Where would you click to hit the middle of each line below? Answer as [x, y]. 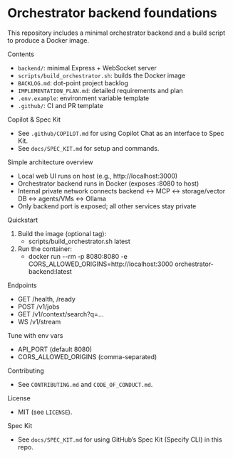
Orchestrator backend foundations [112, 13]
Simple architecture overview [50, 162]
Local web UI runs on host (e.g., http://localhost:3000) [98, 176]
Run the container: [45, 249]
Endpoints [22, 285]
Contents [21, 54]
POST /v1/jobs [38, 307]
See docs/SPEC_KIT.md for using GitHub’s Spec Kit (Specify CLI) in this [120, 440]
